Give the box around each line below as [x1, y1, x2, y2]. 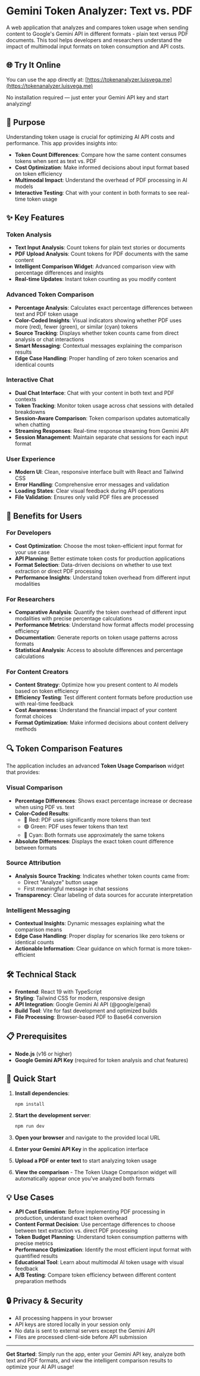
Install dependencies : [14, 1090, 70, 1097]
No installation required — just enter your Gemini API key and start [6, 93, 168, 101]
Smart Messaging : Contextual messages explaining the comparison [14, 342, 183, 349]
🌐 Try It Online [6, 60, 61, 70]
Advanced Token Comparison [6, 291, 94, 299]
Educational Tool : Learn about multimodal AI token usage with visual [14, 1259, 184, 1266]
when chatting [14, 421, 51, 428]
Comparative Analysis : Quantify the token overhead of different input [14, 609, 187, 616]
